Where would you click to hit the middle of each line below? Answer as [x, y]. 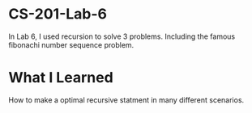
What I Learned [61, 78]
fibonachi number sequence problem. [71, 44]
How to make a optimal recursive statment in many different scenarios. [126, 100]
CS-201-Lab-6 [58, 14]
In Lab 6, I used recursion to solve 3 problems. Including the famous [122, 36]
